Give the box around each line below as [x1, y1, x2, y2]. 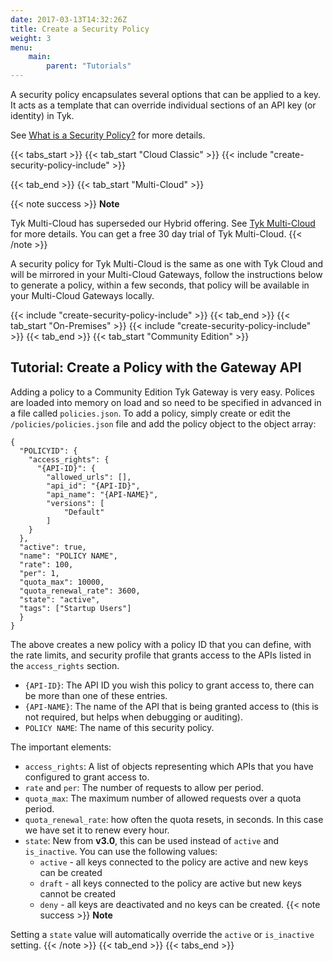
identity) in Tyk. [10, 110, 75, 121]
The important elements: [10, 741, 112, 753]
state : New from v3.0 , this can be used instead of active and [24, 834, 280, 846]
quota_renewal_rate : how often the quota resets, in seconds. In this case [24, 813, 324, 825]
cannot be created [39, 887, 117, 900]
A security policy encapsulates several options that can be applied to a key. [10, 89, 322, 100]
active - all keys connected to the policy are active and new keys [39, 856, 309, 868]
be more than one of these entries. [24, 689, 168, 701]
